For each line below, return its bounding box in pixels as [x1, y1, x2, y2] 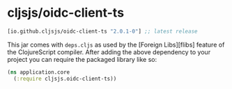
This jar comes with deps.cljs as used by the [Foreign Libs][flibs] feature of [7, 40, 225, 49]
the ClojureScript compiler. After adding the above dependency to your [7, 47, 211, 56]
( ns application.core [7, 68, 70, 76]
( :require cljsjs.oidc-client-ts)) [13, 75, 117, 82]
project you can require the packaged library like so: [7, 55, 157, 63]
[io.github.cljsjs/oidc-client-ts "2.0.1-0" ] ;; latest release [7, 28, 198, 35]
